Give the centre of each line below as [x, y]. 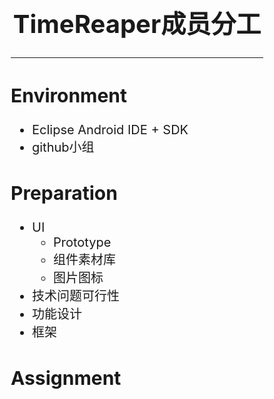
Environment [68, 95]
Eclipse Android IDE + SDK [110, 129]
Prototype [82, 242]
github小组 [63, 147]
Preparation [64, 193]
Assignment [66, 378]
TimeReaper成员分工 [137, 24]
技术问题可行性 [76, 296]
